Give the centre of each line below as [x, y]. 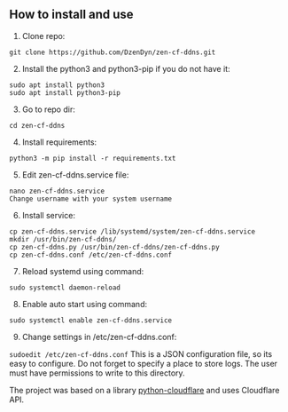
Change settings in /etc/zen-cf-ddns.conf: [99, 337]
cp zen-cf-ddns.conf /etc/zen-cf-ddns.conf [91, 255]
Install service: [48, 215]
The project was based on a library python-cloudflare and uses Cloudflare [144, 390]
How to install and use [72, 15]
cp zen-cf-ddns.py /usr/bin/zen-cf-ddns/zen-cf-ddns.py [114, 247]
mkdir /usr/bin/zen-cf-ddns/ [63, 239]
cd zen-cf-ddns [37, 125]
